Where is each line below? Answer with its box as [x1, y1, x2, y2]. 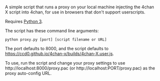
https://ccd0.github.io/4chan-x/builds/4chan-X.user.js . [5, 51, 115, 56]
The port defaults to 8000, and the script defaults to [5, 46, 109, 51]
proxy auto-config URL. [5, 70, 52, 76]
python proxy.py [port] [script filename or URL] [5, 37, 107, 42]
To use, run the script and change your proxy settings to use [5, 60, 126, 66]
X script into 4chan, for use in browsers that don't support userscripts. [5, 9, 145, 15]
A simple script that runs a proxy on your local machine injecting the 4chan [5, 4, 155, 10]
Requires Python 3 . [5, 19, 43, 24]
